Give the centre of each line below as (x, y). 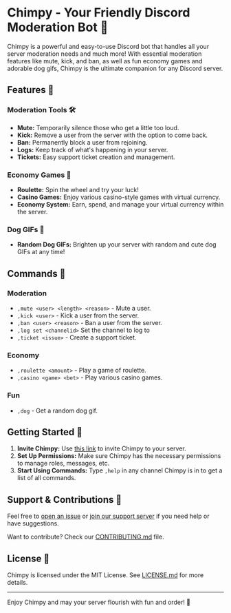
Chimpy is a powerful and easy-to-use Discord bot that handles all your (108, 46)
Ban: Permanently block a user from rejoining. (82, 142)
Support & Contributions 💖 (65, 500)
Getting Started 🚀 (45, 432)
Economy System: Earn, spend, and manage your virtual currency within (120, 204)
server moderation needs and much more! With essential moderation (104, 54)
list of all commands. (46, 478)
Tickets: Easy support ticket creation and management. (96, 157)
